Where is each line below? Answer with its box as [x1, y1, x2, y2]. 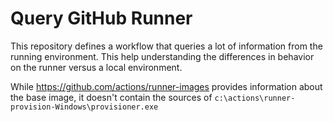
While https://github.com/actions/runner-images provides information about [10, 80, 323, 92]
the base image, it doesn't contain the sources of [10, 91, 213, 103]
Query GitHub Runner [10, 7, 193, 30]
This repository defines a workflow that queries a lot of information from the [10, 40, 323, 52]
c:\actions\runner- [214, 93, 296, 103]
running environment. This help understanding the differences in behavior [10, 50, 315, 62]
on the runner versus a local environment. [10, 61, 183, 73]
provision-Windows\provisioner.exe [10, 102, 159, 112]
